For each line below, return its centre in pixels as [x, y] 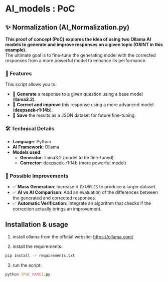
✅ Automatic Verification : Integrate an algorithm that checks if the [82, 203]
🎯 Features [19, 73]
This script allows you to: [31, 84]
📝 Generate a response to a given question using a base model [77, 94]
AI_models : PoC [40, 9]
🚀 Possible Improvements [37, 176]
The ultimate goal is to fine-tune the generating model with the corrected [81, 55]
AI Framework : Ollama [36, 147]
